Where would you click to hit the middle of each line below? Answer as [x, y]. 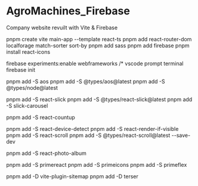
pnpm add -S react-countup [41, 117]
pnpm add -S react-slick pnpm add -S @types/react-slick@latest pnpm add [99, 99]
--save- [181, 135]
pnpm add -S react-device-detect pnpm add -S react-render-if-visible [92, 129]
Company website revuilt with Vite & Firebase [62, 28]
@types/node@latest [32, 87]
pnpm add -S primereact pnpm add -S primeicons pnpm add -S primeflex [97, 164]
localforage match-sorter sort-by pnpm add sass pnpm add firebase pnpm [98, 45]
